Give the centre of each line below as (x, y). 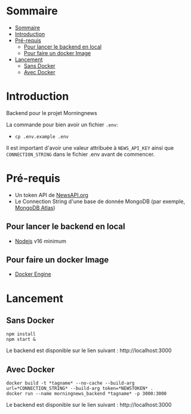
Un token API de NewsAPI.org (51, 195)
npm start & (21, 340)
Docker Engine (33, 274)
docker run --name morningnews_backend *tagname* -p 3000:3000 (87, 394)
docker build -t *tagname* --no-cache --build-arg (70, 383)
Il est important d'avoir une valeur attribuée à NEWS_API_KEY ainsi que (90, 147)
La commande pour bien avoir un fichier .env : (62, 125)
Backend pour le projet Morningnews (52, 113)
